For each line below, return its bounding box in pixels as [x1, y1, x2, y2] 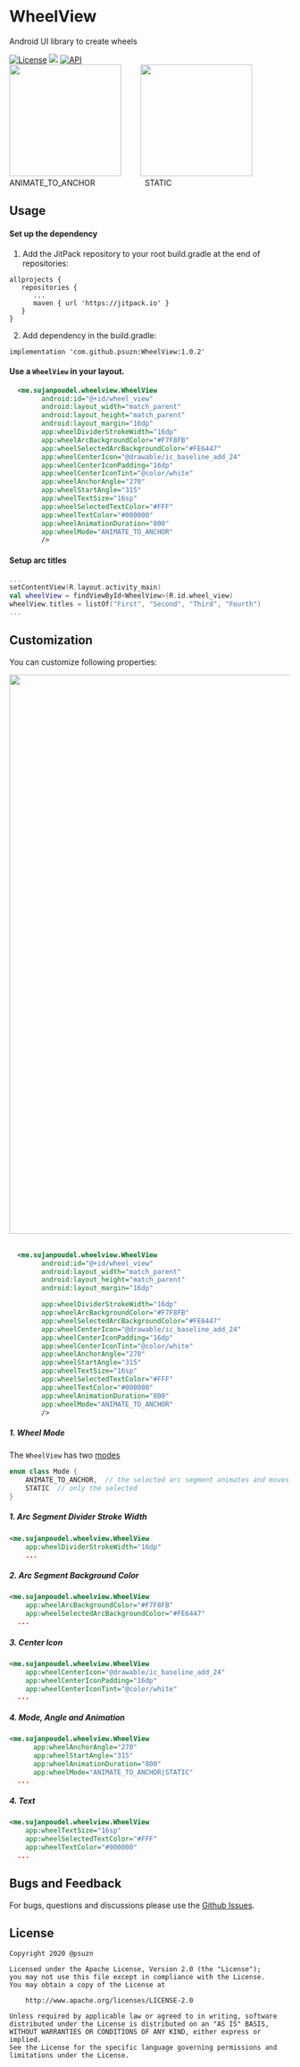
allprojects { [9, 275, 62, 284]
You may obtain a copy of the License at [9, 1980, 166, 1990]
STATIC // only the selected [25, 1484, 138, 1493]
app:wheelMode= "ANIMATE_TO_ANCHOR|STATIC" [32, 1767, 194, 1777]
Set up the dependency [9, 228, 98, 239]
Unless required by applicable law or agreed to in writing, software [9, 2012, 278, 2021]
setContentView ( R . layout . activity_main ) [9, 583, 162, 592]
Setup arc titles [9, 555, 67, 566]
